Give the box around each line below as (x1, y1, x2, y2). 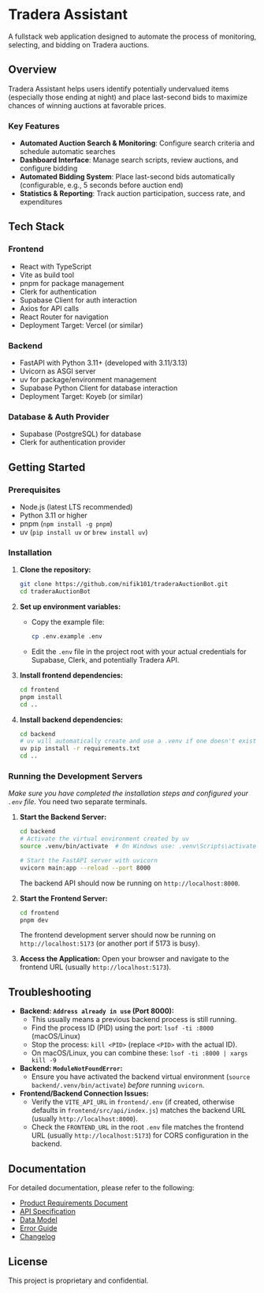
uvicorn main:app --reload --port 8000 (19, 863, 151, 872)
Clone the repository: (19, 565, 91, 574)
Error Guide (19, 1223, 58, 1233)
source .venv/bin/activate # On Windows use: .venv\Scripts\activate (19, 843, 257, 851)
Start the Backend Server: (19, 812, 107, 822)
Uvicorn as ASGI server (19, 366, 96, 376)
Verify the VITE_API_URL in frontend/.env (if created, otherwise (31, 1097, 235, 1107)
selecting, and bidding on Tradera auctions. (8, 39, 150, 49)
